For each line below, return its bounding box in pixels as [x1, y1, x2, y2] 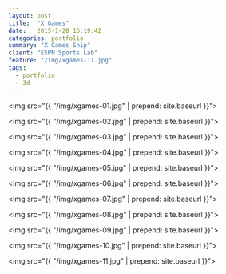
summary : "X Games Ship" [8, 42, 91, 50]
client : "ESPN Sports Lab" [8, 49, 98, 57]
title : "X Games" [8, 19, 69, 27]
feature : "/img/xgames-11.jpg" [8, 57, 113, 65]
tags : [8, 64, 26, 72]
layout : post [8, 11, 52, 20]
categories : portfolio [8, 34, 84, 42]
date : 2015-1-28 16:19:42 [8, 26, 102, 34]
